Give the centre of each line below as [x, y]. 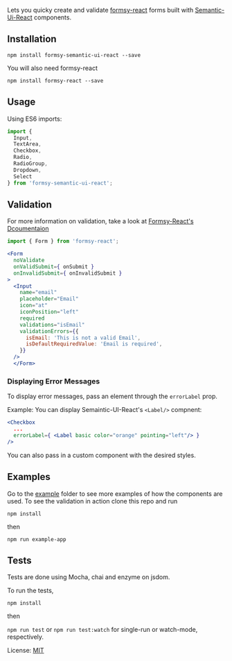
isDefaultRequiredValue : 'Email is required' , [94, 344]
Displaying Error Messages [54, 381]
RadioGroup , [31, 164]
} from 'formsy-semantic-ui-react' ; [60, 183]
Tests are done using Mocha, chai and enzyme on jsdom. [89, 577]
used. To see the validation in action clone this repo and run [92, 501]
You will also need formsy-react [53, 68]
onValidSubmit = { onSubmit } [54, 266]
